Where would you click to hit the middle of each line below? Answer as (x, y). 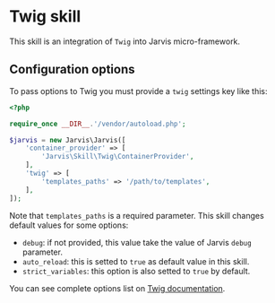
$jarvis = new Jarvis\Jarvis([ (68, 140)
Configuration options (73, 69)
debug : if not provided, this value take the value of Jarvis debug (137, 242)
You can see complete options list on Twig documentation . (117, 288)
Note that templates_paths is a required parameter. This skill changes (137, 215)
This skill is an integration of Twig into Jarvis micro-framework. (125, 41)
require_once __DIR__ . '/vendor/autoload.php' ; (98, 124)
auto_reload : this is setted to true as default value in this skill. (136, 261)
